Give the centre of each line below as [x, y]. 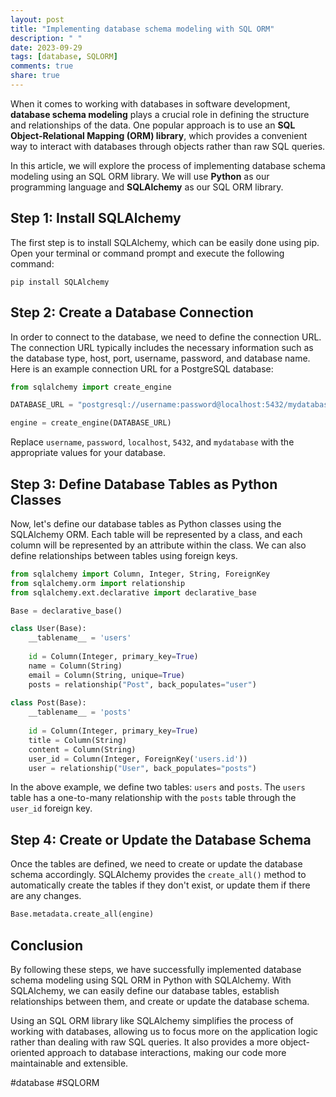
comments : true [42, 66]
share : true [35, 76]
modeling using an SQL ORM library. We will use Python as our [140, 176]
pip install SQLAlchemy [60, 282]
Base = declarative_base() [66, 611]
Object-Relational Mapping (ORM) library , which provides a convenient [159, 135]
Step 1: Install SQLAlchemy [96, 218]
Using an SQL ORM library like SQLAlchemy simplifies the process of [152, 1020]
